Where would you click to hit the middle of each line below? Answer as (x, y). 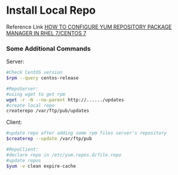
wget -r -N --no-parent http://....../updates (65, 100)
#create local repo (30, 105)
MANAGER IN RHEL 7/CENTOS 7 (46, 33)
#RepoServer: (22, 89)
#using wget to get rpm (36, 94)
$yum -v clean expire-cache (41, 166)
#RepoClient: (22, 149)
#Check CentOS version (34, 73)
